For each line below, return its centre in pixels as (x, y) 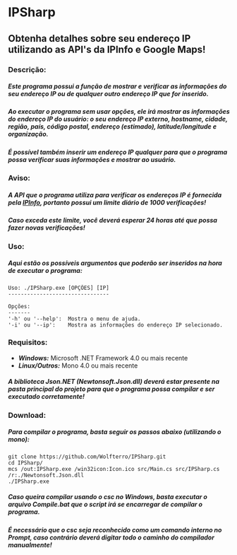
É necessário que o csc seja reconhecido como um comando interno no (115, 530)
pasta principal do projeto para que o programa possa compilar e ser (111, 389)
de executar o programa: (45, 271)
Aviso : (19, 178)
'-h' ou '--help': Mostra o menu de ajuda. (74, 319)
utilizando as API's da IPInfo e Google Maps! (107, 49)
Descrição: (27, 69)
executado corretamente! (47, 397)
